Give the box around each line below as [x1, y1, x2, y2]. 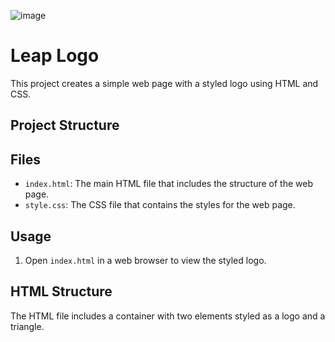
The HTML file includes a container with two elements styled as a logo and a [10, 310, 326, 322]
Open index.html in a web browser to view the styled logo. [24, 254, 267, 266]
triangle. [10, 320, 45, 332]
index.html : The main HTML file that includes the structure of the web [24, 178, 314, 190]
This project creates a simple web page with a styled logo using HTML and [10, 77, 319, 89]
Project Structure [10, 117, 120, 134]
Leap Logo [10, 45, 100, 67]
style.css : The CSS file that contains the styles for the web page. [24, 199, 296, 211]
